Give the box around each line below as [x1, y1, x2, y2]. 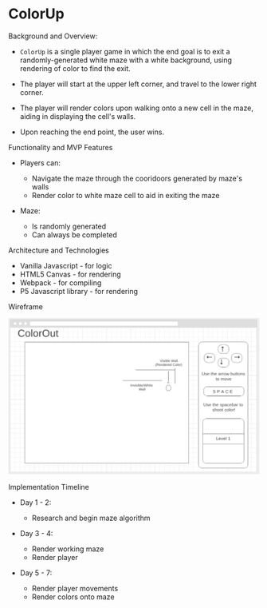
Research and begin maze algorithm [31, 513, 151, 523]
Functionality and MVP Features [8, 142, 113, 152]
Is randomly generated [31, 221, 107, 231]
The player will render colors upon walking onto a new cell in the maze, [19, 103, 253, 113]
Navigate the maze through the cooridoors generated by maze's [31, 173, 243, 183]
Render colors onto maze [31, 592, 115, 602]
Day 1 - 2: [19, 498, 52, 507]
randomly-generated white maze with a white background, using [19, 55, 233, 65]
